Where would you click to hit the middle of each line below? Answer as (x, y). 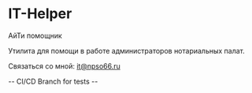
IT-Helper (40, 14)
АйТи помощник (35, 35)
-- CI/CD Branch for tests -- (53, 81)
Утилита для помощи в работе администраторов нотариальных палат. (127, 50)
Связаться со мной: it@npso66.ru (64, 66)
